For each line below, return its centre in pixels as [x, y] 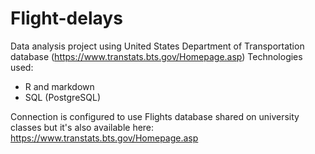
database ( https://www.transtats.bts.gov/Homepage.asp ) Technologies [156, 56]
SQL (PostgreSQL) [63, 97]
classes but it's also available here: [82, 127]
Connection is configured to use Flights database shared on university [155, 116]
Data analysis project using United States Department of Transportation [157, 46]
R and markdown [59, 86]
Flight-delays [66, 18]
